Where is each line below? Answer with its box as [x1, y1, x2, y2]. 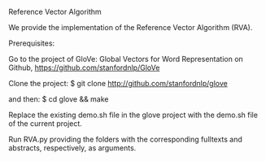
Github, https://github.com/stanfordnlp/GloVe [8, 63, 160, 72]
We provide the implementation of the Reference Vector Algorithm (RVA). [8, 23, 253, 32]
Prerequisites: [8, 38, 55, 48]
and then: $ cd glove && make [8, 94, 109, 104]
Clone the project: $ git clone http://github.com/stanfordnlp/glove [8, 79, 228, 88]
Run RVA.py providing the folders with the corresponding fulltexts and [8, 134, 242, 144]
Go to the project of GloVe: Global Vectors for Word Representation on [8, 54, 244, 63]
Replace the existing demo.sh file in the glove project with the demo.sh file [8, 110, 259, 120]
